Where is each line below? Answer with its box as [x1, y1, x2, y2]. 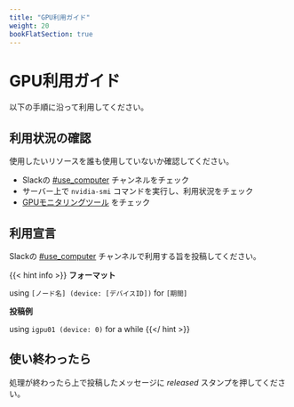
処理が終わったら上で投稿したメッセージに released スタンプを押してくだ [9, 377, 278, 387]
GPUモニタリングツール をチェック [21, 197, 151, 208]
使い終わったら [9, 352, 91, 367]
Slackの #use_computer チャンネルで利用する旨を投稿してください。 [9, 250, 262, 261]
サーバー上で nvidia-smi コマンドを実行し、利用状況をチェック [21, 186, 254, 197]
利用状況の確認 [9, 130, 91, 145]
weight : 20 [9, 21, 50, 30]
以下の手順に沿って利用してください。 [9, 102, 149, 112]
